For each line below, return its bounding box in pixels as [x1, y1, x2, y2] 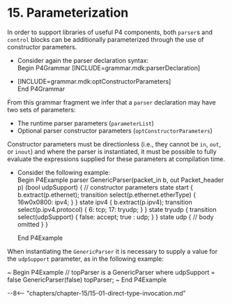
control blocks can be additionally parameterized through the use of [7, 35, 204, 43]
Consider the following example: [17, 168, 110, 176]
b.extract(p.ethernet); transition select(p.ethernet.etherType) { [17, 190, 196, 199]
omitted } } [17, 220, 49, 228]
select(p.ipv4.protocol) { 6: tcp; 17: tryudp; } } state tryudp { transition [17, 205, 217, 213]
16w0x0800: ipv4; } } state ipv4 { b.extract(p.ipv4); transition [17, 197, 193, 206]
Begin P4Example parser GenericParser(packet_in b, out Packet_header [17, 176, 224, 184]
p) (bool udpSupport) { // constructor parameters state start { [17, 183, 194, 191]
